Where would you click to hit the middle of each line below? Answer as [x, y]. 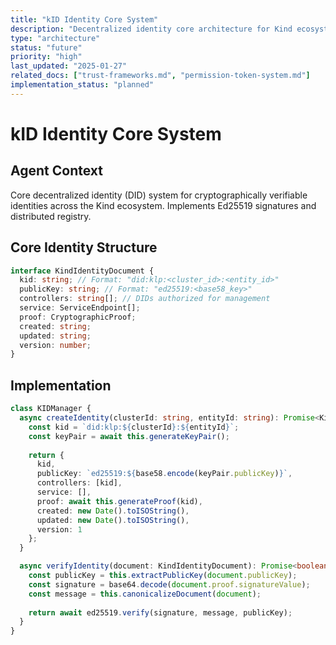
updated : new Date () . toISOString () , [113, 520]
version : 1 [59, 529]
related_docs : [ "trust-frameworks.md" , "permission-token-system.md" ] [160, 76]
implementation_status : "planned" [82, 85]
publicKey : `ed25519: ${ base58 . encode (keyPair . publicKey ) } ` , [164, 474]
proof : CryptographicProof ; [78, 317]
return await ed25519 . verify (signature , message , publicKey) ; [160, 612]
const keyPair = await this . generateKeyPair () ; [129, 436]
